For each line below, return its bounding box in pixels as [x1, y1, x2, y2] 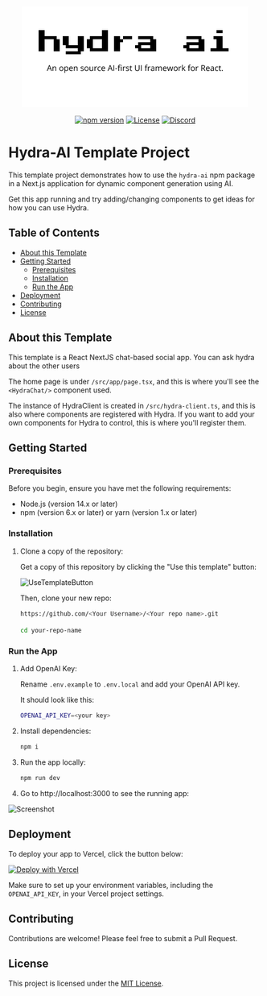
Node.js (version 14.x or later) [19, 499, 118, 509]
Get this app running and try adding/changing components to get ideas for [8, 194, 255, 204]
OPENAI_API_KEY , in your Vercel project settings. [8, 889, 165, 898]
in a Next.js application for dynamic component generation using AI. [8, 178, 234, 188]
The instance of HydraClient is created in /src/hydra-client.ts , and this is [8, 400, 256, 410]
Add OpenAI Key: [19, 664, 78, 674]
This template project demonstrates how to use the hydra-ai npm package [8, 170, 256, 180]
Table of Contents [8, 226, 101, 240]
